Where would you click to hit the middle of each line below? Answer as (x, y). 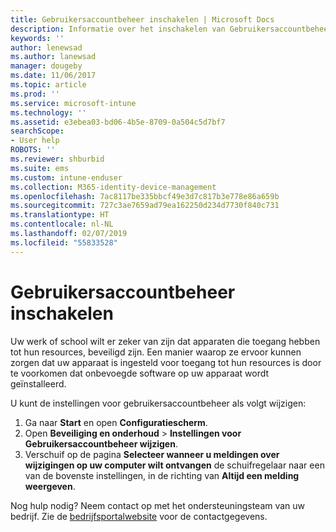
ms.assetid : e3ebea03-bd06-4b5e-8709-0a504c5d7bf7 (118, 122)
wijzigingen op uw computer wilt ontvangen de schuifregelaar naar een (174, 465)
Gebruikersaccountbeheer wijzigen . (101, 443)
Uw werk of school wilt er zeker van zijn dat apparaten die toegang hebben (165, 341)
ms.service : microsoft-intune (73, 103)
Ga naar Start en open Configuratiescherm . (116, 422)
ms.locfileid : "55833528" (64, 242)
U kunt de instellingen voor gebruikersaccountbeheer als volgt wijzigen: (158, 403)
